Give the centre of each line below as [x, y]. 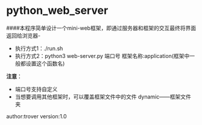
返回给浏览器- [24, 35]
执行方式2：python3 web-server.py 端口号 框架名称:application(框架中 [102, 56]
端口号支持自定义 [36, 89]
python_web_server [57, 11]
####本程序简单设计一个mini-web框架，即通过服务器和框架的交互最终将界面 [101, 28]
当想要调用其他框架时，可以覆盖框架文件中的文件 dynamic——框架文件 [103, 97]
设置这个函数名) [45, 63]
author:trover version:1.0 [37, 116]
